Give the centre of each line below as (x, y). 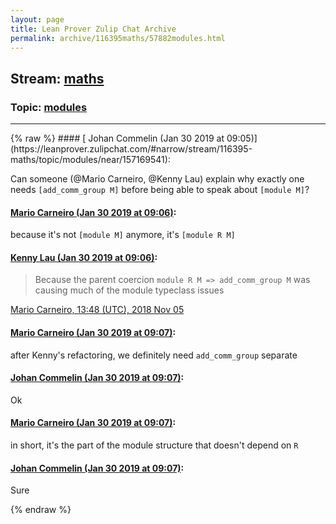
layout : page (37, 19)
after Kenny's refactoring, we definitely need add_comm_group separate (154, 355)
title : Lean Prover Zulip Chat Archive (93, 29)
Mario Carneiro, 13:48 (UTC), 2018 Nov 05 (97, 310)
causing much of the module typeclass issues (129, 290)
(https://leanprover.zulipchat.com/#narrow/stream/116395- (131, 149)
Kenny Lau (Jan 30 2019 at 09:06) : (84, 257)
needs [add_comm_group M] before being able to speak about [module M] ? (160, 190)
